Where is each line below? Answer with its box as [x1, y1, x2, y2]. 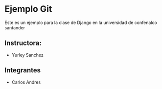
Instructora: [4, 39, 42, 47]
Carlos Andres [11, 79, 41, 85]
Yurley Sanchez [11, 52, 44, 58]
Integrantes [4, 66, 41, 74]
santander [4, 24, 25, 30]
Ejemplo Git [4, 3, 52, 15]
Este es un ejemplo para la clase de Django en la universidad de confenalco [4, 20, 157, 25]
